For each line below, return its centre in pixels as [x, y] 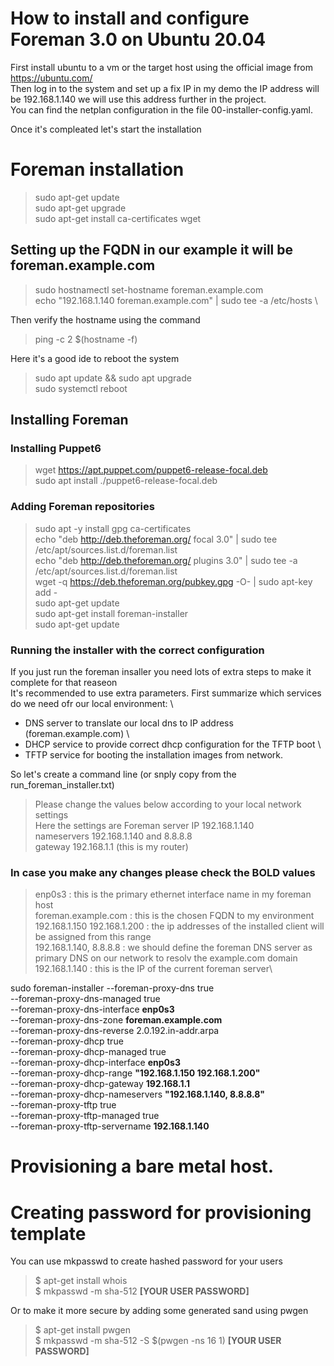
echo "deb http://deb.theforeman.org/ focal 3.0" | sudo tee [156, 539]
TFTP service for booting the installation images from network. [154, 754]
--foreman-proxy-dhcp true [67, 1041]
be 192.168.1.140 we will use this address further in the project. [138, 99]
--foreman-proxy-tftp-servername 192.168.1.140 [110, 1126]
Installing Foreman [69, 420]
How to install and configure [130, 18]
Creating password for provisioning [161, 1212]
